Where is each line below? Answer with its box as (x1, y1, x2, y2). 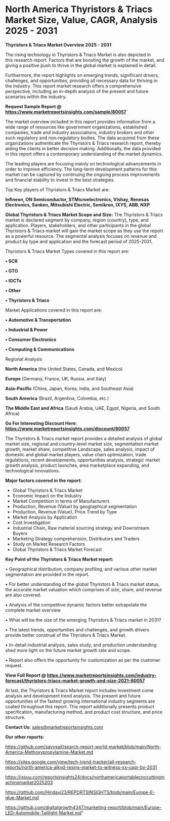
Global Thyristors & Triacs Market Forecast (12, 546, 102, 552)
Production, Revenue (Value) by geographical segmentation (12, 503, 138, 509)
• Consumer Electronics (5, 336, 57, 342)
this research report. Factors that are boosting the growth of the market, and (5, 57, 164, 63)
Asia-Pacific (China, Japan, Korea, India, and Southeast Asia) (5, 385, 134, 392)
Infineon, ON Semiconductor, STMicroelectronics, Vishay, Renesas (5, 196, 149, 202)
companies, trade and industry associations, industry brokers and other (5, 129, 154, 135)
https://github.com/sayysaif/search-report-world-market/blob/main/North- (5, 744, 161, 750)
